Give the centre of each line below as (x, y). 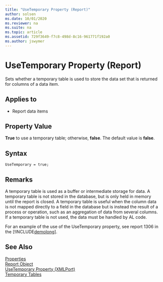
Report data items (30, 111)
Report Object (19, 264)
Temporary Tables (23, 274)
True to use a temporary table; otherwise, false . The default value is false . (80, 138)
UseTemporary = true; (27, 165)
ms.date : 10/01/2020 (26, 19)
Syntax (16, 153)
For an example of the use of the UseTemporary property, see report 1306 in (82, 226)
